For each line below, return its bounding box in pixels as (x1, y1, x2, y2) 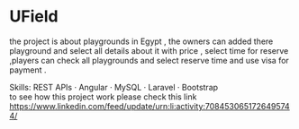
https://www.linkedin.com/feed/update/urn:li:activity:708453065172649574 (9, 100, 290, 111)
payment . (9, 64, 47, 75)
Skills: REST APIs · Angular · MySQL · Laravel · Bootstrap (9, 82, 219, 92)
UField (9, 6, 59, 27)
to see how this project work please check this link (9, 91, 197, 102)
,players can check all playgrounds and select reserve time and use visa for (9, 55, 290, 65)
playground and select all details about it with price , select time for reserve (9, 45, 289, 56)
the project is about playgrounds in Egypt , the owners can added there (9, 36, 274, 47)
